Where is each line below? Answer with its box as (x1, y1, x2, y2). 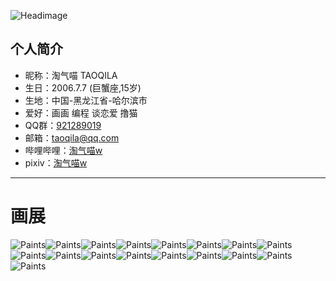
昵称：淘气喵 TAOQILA (24, 69, 118, 81)
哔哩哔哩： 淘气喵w (24, 144, 103, 156)
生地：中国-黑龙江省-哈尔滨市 (24, 94, 148, 106)
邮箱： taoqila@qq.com (24, 131, 120, 144)
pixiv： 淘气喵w (24, 156, 88, 169)
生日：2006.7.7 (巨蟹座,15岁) (24, 81, 142, 94)
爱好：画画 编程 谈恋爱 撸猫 (24, 106, 138, 119)
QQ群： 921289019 (24, 119, 102, 131)
